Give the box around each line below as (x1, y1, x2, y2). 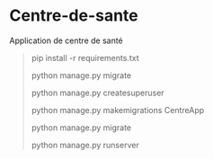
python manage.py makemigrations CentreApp (31, 104, 205, 115)
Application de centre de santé (9, 35, 123, 46)
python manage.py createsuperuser (31, 87, 164, 98)
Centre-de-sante (9, 5, 139, 26)
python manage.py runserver (31, 139, 139, 150)
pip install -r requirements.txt (31, 52, 139, 63)
